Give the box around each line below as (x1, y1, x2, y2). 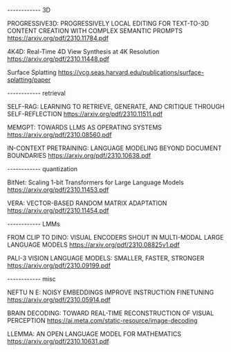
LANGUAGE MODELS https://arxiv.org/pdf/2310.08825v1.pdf (7, 240, 180, 249)
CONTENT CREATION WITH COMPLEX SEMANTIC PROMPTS (7, 27, 183, 35)
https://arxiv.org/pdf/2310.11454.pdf (7, 206, 109, 214)
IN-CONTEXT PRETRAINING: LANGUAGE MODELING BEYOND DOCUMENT (7, 144, 222, 152)
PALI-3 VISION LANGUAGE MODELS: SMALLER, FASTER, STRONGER (7, 254, 205, 262)
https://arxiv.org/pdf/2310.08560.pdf (7, 131, 112, 139)
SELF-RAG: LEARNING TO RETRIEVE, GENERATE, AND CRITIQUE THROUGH (7, 103, 225, 110)
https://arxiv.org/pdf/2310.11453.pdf (7, 186, 109, 193)
